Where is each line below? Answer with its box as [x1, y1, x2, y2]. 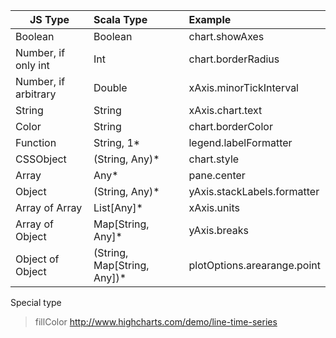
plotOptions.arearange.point [188, 259, 321, 272]
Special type [10, 297, 62, 308]
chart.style [188, 152, 240, 166]
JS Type [29, 13, 70, 26]
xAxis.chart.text [188, 104, 263, 117]
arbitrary [15, 87, 57, 101]
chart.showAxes [188, 30, 265, 43]
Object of [15, 252, 60, 266]
